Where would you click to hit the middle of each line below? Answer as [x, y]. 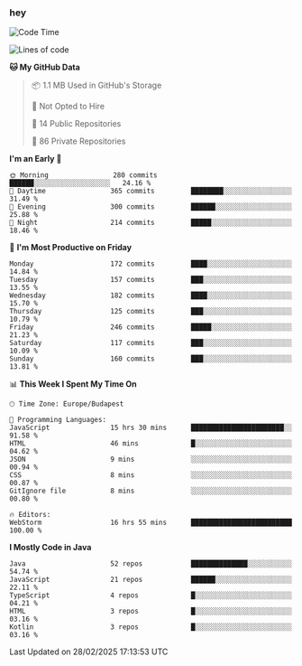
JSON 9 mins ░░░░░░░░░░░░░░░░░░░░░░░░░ [151, 460]
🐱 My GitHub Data [45, 67]
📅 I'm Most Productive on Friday [71, 248]
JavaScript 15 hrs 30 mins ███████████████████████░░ [151, 428]
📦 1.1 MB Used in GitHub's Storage [96, 85]
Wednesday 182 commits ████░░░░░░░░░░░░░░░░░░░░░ [151, 295]
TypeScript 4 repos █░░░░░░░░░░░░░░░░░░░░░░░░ [151, 596]
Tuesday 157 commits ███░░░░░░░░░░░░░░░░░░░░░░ [151, 280]
